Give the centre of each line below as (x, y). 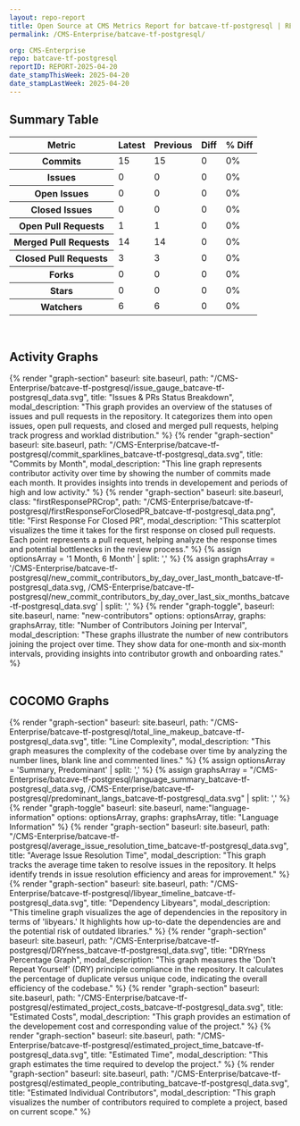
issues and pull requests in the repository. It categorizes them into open (141, 416)
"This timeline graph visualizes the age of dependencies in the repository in (148, 912)
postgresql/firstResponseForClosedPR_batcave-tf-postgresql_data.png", (142, 511)
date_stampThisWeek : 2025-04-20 (69, 76)
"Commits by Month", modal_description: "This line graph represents (136, 464)
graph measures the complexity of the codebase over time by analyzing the (148, 751)
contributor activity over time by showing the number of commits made (140, 474)
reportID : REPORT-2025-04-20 (63, 67)
